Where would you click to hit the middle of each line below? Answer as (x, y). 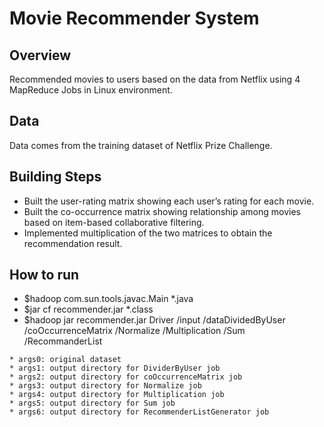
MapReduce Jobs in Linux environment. (91, 90)
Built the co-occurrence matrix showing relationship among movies (162, 211)
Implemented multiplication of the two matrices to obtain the (148, 233)
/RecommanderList (63, 341)
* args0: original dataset (65, 360)
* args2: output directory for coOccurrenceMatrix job (126, 377)
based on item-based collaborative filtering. (114, 222)
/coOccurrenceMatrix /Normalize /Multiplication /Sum (134, 331)
